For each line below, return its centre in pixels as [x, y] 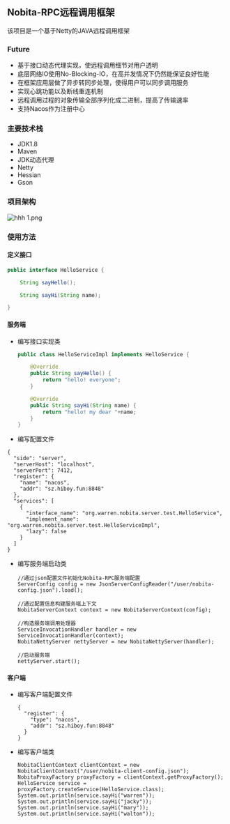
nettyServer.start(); [48, 662]
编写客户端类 [36, 752]
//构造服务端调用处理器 [47, 624]
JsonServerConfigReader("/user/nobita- [156, 584]
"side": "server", [40, 459]
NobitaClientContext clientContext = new [78, 765]
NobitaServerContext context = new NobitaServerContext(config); [114, 610]
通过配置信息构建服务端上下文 [60, 604]
